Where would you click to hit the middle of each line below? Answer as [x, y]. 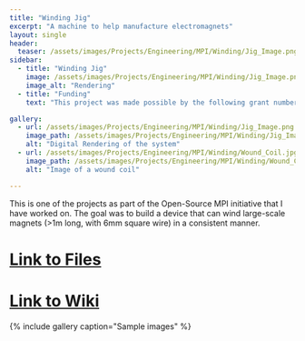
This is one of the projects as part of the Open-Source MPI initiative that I [146, 203]
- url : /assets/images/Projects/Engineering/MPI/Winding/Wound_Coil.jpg [158, 153]
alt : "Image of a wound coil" [83, 169]
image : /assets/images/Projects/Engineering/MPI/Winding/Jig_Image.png [164, 77]
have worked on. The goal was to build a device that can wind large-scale [148, 213]
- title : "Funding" [54, 94]
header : [24, 43]
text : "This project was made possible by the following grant [148, 102]
